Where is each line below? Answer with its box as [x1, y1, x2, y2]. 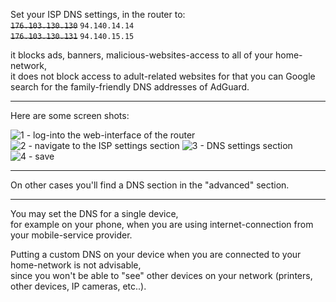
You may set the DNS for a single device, [10, 208, 179, 219]
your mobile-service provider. [10, 229, 133, 241]
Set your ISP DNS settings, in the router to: [10, 9, 186, 20]
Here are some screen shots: [10, 110, 130, 121]
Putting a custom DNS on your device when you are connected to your [10, 249, 302, 260]
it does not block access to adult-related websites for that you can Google [10, 70, 316, 82]
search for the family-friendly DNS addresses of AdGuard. [10, 81, 250, 93]
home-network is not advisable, [10, 259, 142, 271]
